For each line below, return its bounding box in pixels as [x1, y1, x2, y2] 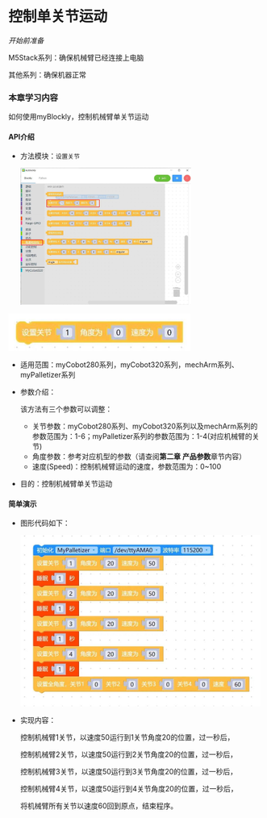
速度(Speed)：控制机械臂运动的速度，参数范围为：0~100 [31, 461, 222, 472]
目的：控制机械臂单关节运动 [19, 479, 113, 489]
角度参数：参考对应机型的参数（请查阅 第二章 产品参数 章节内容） [31, 452, 246, 461]
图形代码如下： [19, 518, 70, 528]
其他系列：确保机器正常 [8, 69, 86, 79]
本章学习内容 [8, 92, 59, 103]
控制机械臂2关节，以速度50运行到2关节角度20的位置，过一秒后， [19, 749, 238, 759]
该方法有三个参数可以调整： [19, 404, 113, 414]
